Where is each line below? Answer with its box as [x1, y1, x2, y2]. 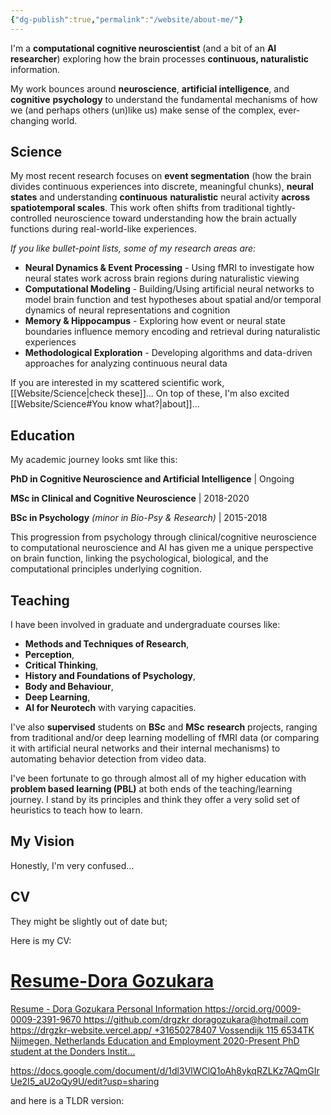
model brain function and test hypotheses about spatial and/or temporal [24, 294, 322, 306]
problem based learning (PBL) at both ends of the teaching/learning [10, 783, 293, 795]
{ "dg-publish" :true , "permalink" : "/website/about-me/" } [10, 14, 244, 25]
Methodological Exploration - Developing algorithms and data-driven [24, 347, 313, 359]
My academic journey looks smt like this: [10, 454, 178, 466]
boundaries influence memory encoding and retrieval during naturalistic [24, 326, 321, 338]
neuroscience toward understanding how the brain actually [54, 212, 297, 225]
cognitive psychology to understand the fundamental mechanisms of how [10, 93, 318, 105]
